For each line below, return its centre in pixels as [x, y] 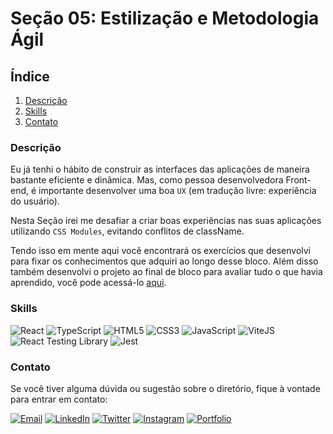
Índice [30, 76]
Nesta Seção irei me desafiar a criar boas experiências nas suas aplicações [166, 221]
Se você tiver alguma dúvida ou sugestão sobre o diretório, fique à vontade [165, 388]
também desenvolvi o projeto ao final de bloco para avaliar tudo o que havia [166, 272]
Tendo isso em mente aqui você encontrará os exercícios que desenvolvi [160, 251]
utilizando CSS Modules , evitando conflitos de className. [127, 231]
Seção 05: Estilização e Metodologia [165, 18]
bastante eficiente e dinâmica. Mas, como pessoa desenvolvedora [147, 180]
